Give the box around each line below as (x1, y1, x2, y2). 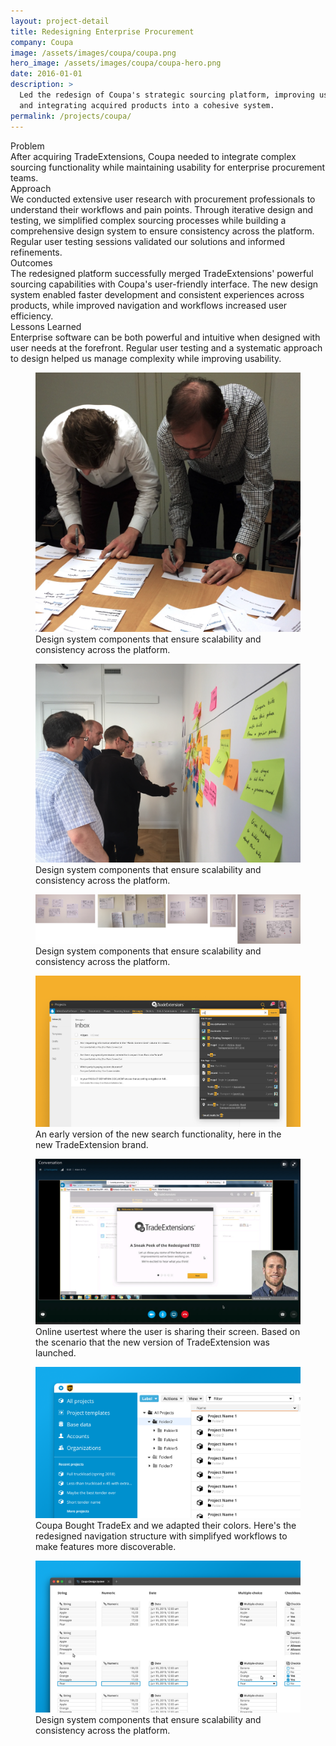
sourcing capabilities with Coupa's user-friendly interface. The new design (10, 278, 319, 290)
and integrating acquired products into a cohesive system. (19, 100, 275, 110)
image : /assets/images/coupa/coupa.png (10, 48, 177, 58)
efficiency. (10, 310, 54, 322)
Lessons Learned (10, 320, 82, 332)
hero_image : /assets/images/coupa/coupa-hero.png (10, 58, 222, 69)
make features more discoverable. (35, 1541, 177, 1553)
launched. (35, 1346, 77, 1359)
